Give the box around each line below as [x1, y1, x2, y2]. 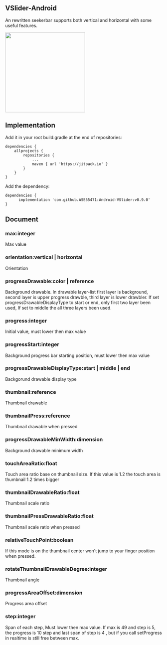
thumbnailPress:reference [5, 412, 71, 419]
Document [5, 215, 38, 224]
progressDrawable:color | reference [5, 278, 94, 285]
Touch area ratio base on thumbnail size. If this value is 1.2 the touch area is [5, 471, 161, 477]
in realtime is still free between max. [5, 635, 80, 641]
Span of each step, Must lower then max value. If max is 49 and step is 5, [5, 624, 156, 630]
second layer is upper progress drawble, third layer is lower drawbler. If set [5, 294, 160, 300]
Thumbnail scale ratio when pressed [5, 524, 80, 530]
